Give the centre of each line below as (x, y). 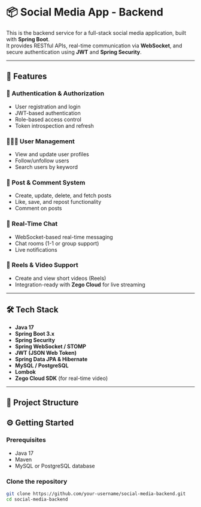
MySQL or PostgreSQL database (55, 466)
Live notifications (36, 249)
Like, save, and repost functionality (58, 202)
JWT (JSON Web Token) (45, 352)
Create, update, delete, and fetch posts (63, 195)
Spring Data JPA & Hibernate (51, 359)
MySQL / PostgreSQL (42, 365)
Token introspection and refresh (54, 126)
